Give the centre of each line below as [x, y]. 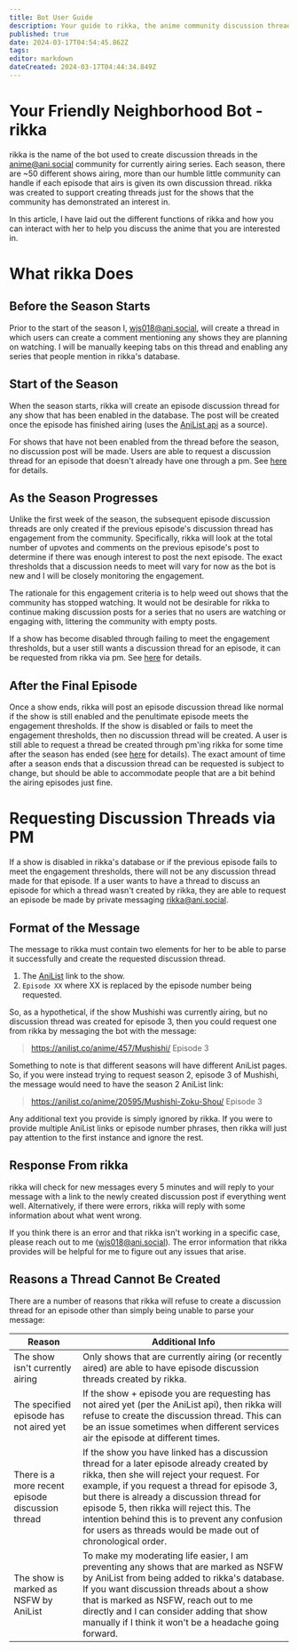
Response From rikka [69, 1166]
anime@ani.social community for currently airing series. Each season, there [147, 164]
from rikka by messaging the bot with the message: [103, 1031]
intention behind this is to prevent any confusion [183, 1519]
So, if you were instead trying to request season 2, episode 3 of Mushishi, [144, 1075]
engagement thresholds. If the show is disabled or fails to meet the [131, 726]
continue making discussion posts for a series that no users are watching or [148, 612]
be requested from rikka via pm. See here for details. [106, 658]
